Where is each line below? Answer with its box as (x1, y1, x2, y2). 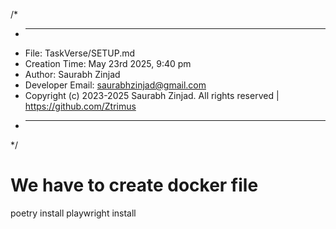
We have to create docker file (10, 174, 259, 197)
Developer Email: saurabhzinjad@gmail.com (24, 79, 207, 91)
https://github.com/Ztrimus (24, 100, 137, 112)
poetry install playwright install (10, 207, 137, 219)
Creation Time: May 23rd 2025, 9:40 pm (24, 58, 192, 69)
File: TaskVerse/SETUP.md (24, 47, 136, 59)
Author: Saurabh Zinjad (24, 69, 121, 80)
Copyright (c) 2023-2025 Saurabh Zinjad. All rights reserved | (24, 90, 280, 101)
